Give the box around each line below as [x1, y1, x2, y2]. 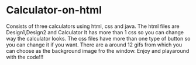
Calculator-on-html [6, 3, 102, 17]
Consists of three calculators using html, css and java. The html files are [6, 23, 180, 30]
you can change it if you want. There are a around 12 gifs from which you [6, 41, 183, 48]
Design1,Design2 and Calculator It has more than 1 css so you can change [6, 28, 184, 35]
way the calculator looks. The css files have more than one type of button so [6, 35, 191, 42]
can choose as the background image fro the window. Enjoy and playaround [6, 47, 190, 54]
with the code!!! [6, 53, 44, 60]
